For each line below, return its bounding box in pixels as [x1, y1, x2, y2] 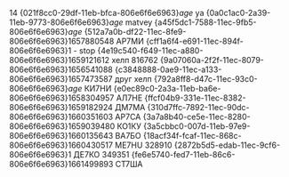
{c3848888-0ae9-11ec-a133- [114, 64, 222, 75]
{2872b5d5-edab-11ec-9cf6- [173, 140, 281, 150]
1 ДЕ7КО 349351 [68, 149, 130, 159]
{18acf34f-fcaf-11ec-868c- [143, 131, 242, 141]
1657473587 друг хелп [68, 74, 153, 84]
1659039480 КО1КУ [68, 121, 142, 132]
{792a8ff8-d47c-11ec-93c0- [154, 74, 258, 84]
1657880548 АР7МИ [68, 36, 144, 46]
